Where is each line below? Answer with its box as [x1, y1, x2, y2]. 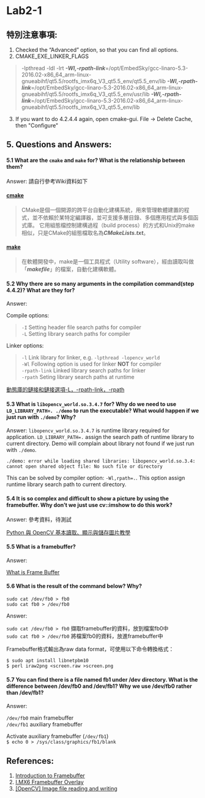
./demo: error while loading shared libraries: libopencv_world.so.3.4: [6, 458, 196, 465]
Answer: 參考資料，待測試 [6, 515, 72, 523]
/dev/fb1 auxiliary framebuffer [6, 721, 83, 728]
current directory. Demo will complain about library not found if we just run [6, 440, 195, 447]
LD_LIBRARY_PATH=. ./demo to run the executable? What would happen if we [6, 407, 199, 414]
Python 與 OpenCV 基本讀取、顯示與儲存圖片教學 [6, 528, 130, 536]
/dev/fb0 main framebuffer [6, 714, 74, 722]
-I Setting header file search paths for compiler [21, 323, 142, 331]
